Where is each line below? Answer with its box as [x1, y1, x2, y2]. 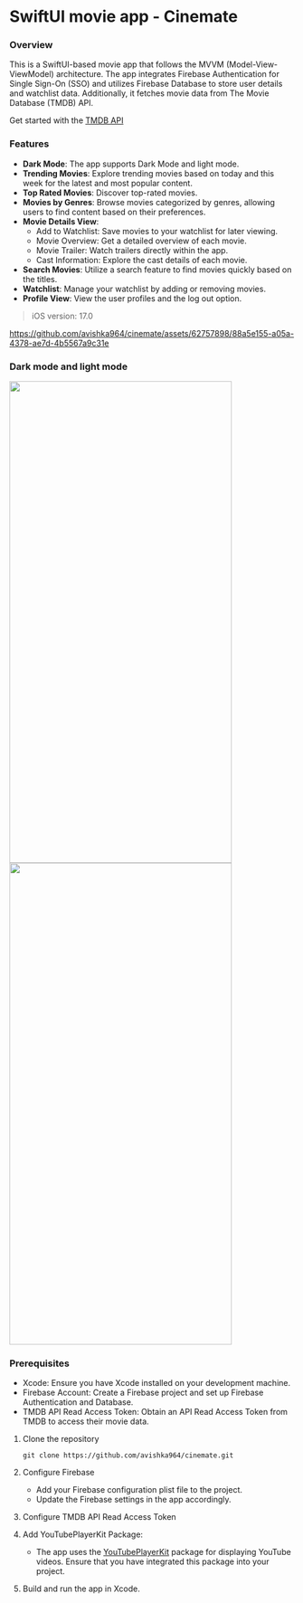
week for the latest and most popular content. [22, 177, 193, 188]
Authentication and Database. [22, 1397, 134, 1408]
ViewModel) [9, 69, 54, 80]
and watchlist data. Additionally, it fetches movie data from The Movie [9, 88, 270, 99]
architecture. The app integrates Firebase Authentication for [55, 69, 280, 80]
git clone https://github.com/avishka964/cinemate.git [22, 1451, 234, 1460]
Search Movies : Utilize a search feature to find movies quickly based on [22, 264, 292, 275]
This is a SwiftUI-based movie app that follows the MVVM [9, 59, 224, 70]
